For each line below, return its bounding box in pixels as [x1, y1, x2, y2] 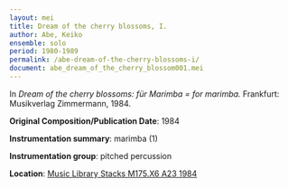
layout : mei [9, 13, 54, 23]
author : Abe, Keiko [9, 30, 83, 39]
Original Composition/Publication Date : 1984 [9, 115, 181, 127]
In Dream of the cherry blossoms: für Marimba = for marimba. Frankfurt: [9, 88, 280, 99]
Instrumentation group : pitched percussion [9, 150, 172, 161]
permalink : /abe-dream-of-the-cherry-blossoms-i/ [9, 55, 200, 64]
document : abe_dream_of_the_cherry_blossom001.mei [9, 64, 204, 73]
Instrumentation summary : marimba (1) [9, 133, 158, 144]
